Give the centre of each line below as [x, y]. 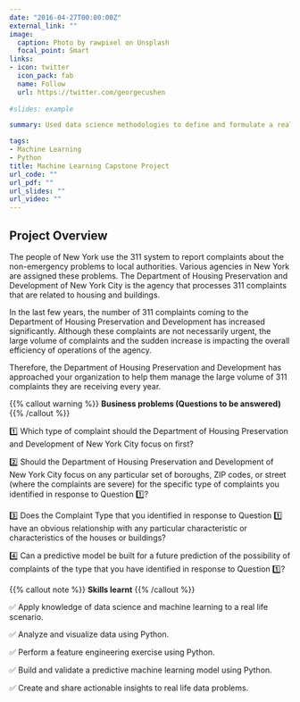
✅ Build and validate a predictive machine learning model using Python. [141, 670]
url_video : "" [36, 199]
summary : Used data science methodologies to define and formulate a [142, 125]
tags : [19, 141]
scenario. [26, 616]
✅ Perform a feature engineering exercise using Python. [112, 652]
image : [21, 34]
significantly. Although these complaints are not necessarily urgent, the [140, 330]
